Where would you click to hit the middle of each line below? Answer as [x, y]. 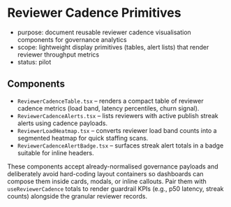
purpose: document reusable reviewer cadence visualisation [104, 32]
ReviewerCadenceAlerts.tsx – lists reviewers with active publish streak [118, 115]
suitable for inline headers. [55, 152]
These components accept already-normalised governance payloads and [113, 166]
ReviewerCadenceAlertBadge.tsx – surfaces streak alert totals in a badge [120, 145]
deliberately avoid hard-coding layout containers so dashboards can [105, 173]
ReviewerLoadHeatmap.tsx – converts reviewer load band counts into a [117, 130]
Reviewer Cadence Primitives [94, 13]
